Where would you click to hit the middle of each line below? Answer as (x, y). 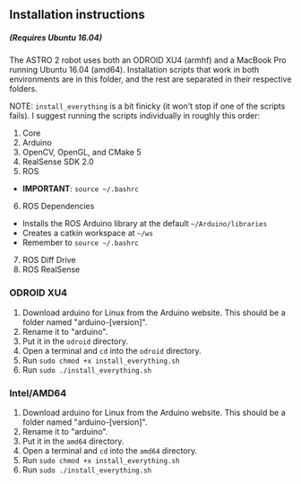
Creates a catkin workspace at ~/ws (88, 233)
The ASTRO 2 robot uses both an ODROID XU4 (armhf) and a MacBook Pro (148, 60)
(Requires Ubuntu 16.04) (56, 37)
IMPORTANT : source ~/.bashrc (80, 189)
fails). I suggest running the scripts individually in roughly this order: (135, 116)
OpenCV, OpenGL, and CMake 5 (82, 153)
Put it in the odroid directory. (75, 341)
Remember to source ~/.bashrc (80, 242)
